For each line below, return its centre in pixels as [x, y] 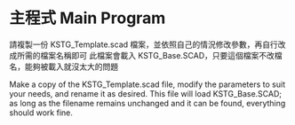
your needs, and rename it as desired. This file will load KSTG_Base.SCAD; [146, 93]
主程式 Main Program [88, 18]
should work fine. [41, 113]
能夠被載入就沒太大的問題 [71, 66]
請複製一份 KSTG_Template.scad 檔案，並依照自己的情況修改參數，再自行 [144, 44]
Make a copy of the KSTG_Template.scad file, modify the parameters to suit [147, 84]
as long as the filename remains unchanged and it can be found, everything [147, 103]
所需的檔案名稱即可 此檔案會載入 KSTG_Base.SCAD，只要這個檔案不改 [146, 55]
